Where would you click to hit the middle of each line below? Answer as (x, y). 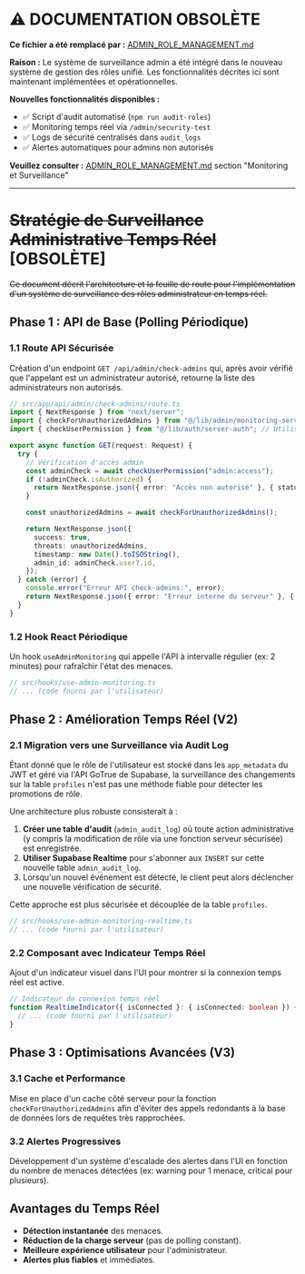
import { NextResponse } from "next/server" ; (97, 412)
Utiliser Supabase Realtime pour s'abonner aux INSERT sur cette (143, 858)
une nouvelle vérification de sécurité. (92, 887)
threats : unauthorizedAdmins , (90, 546)
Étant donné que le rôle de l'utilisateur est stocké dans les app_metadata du (149, 765)
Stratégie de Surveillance (107, 220)
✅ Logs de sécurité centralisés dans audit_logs (112, 137)
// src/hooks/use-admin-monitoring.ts (83, 682)
